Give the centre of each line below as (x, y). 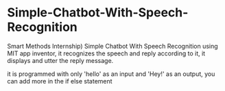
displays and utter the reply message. (60, 60)
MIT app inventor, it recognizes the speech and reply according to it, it (106, 53)
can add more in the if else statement (60, 81)
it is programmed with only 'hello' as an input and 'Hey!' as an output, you (111, 74)
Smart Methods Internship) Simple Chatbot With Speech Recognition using (113, 46)
